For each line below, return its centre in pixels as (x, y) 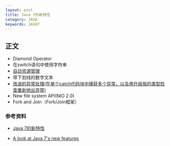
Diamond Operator (32, 59)
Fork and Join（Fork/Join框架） (46, 102)
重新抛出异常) (31, 90)
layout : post (19, 10)
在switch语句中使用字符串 (40, 65)
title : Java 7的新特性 (28, 15)
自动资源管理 (26, 71)
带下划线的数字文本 (33, 77)
